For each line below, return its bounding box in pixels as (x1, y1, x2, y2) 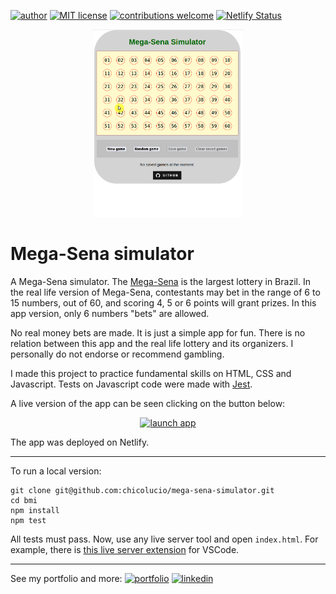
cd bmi (10, 495, 38, 505)
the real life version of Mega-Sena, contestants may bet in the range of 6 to (10, 286, 321, 298)
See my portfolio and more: (10, 572, 123, 584)
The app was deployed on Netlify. (10, 436, 150, 448)
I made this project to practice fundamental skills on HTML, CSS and (10, 367, 292, 379)
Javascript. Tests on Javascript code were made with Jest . (10, 378, 253, 390)
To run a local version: (10, 465, 102, 477)
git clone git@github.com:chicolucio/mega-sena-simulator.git (10, 485, 275, 495)
